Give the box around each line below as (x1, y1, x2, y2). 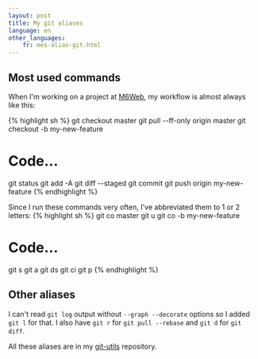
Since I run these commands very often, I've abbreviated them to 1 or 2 (8, 202, 241, 212)
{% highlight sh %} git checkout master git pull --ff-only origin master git (8, 115, 246, 125)
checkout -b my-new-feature (8, 124, 103, 134)
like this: (8, 100, 36, 110)
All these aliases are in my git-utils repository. (8, 341, 157, 351)
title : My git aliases (8, 19, 83, 27)
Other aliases (8, 288, 75, 302)
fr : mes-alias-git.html (22, 41, 102, 49)
